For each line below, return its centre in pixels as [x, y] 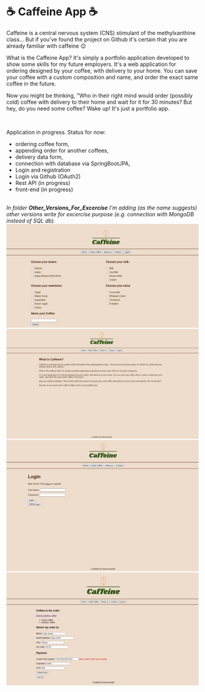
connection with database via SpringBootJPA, [73, 163]
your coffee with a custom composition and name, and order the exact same [102, 77]
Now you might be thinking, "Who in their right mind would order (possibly [100, 95]
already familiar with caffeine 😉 [46, 46]
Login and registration [43, 170]
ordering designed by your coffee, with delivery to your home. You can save [102, 70]
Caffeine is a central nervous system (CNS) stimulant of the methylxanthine [101, 33]
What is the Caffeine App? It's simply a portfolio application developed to [98, 57]
